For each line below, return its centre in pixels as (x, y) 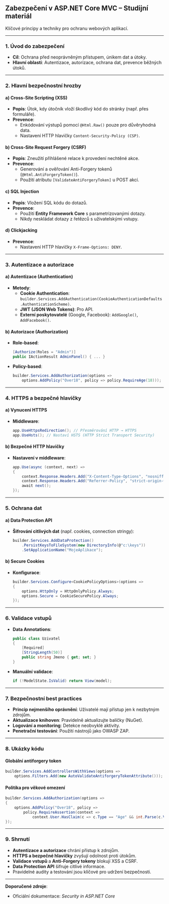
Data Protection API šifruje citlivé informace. (59, 866)
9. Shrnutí (18, 839)
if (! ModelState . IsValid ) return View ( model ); (62, 681)
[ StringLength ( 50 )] (42, 653)
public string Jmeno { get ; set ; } (59, 657)
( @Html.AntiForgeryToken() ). (49, 175)
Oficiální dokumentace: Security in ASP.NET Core (64, 896)
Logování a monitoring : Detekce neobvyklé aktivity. (66, 725)
